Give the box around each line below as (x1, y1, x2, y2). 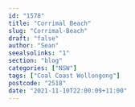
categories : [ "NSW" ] (8, 64, 78, 72)
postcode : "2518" (8, 79, 67, 87)
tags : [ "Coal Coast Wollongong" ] (8, 72, 121, 80)
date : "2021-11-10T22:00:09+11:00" (8, 86, 128, 95)
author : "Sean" (8, 42, 59, 50)
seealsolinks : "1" (8, 49, 70, 57)
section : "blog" (8, 57, 63, 65)
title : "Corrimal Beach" (8, 19, 92, 27)
